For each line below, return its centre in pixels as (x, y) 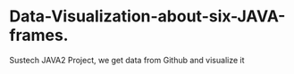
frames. (39, 35)
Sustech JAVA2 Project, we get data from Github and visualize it (127, 60)
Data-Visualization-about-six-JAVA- (147, 16)
